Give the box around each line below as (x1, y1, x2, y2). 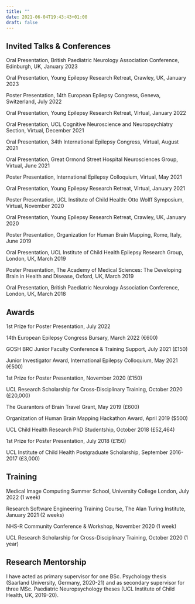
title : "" (6, 8, 30, 15)
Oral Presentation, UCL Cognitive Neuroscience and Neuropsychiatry (6, 121, 173, 128)
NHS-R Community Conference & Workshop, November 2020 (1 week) (6, 523, 177, 530)
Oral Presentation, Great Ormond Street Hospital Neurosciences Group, (6, 156, 179, 163)
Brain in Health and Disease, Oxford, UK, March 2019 (6, 273, 134, 280)
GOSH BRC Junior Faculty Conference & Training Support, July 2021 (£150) (6, 346, 188, 352)
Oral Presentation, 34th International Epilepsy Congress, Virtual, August (6, 138, 179, 145)
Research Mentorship (6, 557, 87, 567)
